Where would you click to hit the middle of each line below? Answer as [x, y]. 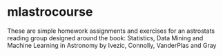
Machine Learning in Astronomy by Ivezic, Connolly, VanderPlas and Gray [112, 45]
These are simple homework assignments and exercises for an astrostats [111, 31]
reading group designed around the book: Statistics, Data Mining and [105, 38]
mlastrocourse [50, 12]
